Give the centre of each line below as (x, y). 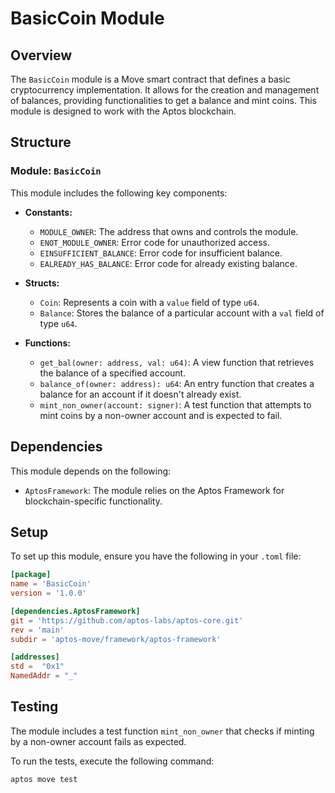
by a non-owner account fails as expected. (98, 741)
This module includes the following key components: (119, 193)
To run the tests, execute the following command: (112, 761)
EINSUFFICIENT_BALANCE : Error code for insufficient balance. (161, 253)
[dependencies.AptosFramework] (75, 611)
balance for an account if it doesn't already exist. (140, 394)
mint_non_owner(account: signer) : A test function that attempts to (175, 404)
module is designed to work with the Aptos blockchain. (123, 111)
